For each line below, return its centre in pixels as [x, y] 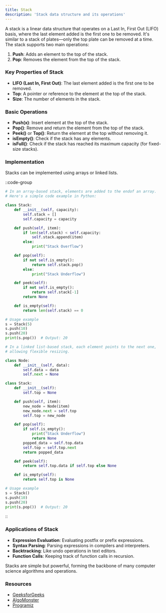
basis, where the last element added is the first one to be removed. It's [78, 34]
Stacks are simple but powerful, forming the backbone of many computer [80, 566]
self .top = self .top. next [50, 448]
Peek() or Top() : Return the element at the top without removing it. [80, 133]
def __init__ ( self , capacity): [46, 210]
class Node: [17, 360]
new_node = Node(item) [46, 406]
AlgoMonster [26, 600]
